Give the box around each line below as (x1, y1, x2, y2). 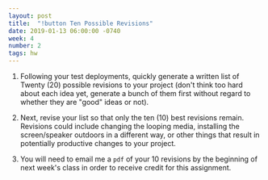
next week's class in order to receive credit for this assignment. (19, 163, 232, 172)
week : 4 (8, 34, 35, 43)
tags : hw (8, 49, 38, 57)
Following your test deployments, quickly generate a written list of (19, 72, 240, 81)
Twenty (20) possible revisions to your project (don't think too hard (19, 80, 244, 90)
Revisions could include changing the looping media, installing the (19, 122, 240, 131)
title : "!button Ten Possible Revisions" (8, 19, 153, 27)
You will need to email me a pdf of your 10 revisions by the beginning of (19, 154, 258, 164)
